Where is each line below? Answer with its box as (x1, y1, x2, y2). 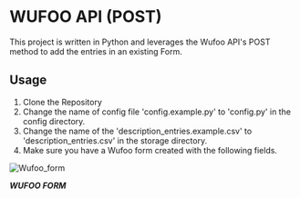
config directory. (22, 115, 86, 126)
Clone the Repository (22, 96, 103, 107)
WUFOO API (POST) (9, 6, 162, 27)
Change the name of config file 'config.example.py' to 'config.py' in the (22, 106, 292, 117)
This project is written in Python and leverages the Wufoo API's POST (9, 36, 271, 47)
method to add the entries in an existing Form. (9, 45, 182, 56)
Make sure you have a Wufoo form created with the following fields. (22, 144, 278, 155)
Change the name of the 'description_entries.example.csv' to (22, 125, 253, 136)
